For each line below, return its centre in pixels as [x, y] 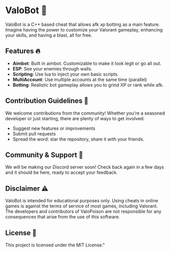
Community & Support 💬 [44, 155]
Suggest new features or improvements [54, 128]
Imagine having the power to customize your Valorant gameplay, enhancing [84, 29]
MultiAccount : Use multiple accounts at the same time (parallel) [80, 79]
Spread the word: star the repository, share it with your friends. [78, 139]
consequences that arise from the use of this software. [63, 217]
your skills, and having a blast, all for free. [49, 35]
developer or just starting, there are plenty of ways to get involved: [75, 118]
